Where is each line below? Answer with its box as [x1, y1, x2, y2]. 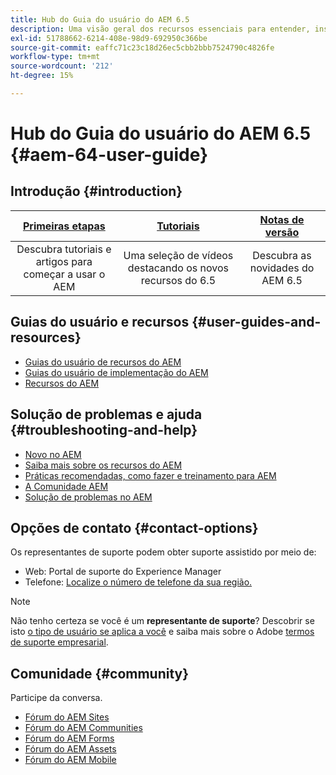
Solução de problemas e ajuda [10, 406, 203, 423]
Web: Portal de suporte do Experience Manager [24, 566, 222, 578]
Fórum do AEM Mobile [24, 754, 117, 766]
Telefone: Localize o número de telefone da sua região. [24, 576, 253, 588]
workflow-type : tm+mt [10, 52, 101, 62]
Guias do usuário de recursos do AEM [24, 356, 182, 368]
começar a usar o [23, 267, 106, 281]
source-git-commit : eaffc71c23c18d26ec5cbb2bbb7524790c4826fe [10, 42, 275, 53]
